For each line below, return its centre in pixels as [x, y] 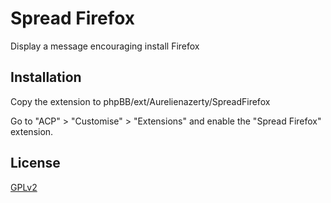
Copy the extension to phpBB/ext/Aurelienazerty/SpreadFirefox [140, 101]
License [35, 163]
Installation [46, 77]
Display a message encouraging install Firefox [105, 46]
